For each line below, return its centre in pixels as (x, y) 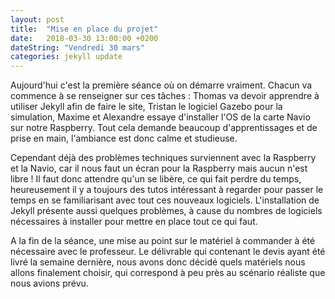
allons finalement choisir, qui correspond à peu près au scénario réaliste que (168, 273)
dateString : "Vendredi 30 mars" (77, 47)
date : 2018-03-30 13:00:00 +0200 (84, 38)
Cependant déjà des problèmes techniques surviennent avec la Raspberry (163, 158)
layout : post (37, 19)
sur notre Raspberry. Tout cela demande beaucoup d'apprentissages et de (164, 128)
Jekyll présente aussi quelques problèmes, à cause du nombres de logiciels (166, 211)
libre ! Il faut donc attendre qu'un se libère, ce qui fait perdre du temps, (156, 179)
